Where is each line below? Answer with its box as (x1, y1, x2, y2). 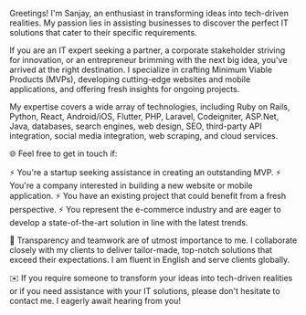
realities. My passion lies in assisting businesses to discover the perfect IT (9, 17, 290, 28)
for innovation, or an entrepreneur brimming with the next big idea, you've (9, 55, 288, 65)
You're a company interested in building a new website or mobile (9, 180, 253, 191)
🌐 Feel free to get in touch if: (9, 148, 118, 159)
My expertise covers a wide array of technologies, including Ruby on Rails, (9, 101, 290, 112)
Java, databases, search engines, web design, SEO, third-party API (9, 121, 262, 131)
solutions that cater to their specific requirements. (9, 27, 198, 37)
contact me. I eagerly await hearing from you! (9, 296, 181, 306)
